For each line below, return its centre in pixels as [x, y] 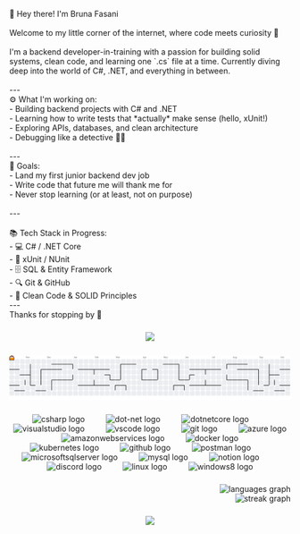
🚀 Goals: [25, 166]
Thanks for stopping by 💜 [56, 314]
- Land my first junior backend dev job [79, 175]
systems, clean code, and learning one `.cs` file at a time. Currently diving [145, 61]
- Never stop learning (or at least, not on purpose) [101, 194]
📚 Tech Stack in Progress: [58, 233]
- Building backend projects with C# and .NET [93, 109]
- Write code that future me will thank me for [91, 185]
